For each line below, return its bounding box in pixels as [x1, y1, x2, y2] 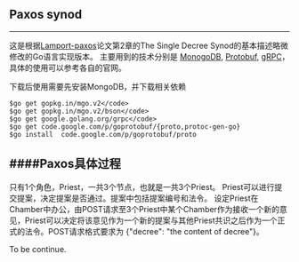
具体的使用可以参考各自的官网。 [9, 62, 126, 73]
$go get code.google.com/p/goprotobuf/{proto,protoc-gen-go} [9, 122, 241, 131]
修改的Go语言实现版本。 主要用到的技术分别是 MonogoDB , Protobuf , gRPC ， [9, 51, 290, 61]
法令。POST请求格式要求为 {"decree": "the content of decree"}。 [24, 226, 264, 236]
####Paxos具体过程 [9, 156, 122, 171]
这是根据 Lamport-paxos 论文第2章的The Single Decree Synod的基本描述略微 [9, 40, 289, 51]
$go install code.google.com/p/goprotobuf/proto [9, 130, 198, 139]
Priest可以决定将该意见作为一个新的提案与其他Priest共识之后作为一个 [24, 215, 278, 226]
